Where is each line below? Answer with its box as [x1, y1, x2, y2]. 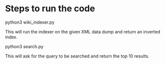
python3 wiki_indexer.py [5, 19, 55, 25]
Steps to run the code [5, 3, 95, 14]
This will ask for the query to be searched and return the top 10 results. [5, 53, 150, 59]
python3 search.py [5, 43, 43, 49]
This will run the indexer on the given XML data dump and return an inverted [5, 29, 161, 34]
